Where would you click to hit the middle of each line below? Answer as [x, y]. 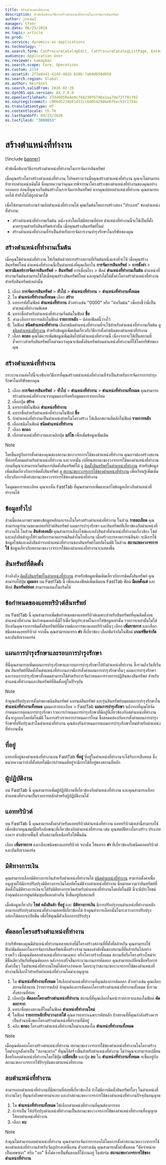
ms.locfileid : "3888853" [31, 120]
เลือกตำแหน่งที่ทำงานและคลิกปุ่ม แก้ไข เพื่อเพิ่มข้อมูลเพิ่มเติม [60, 435]
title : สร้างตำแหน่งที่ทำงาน [27, 10]
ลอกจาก [19, 1004]
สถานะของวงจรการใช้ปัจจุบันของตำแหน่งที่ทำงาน [44, 1062]
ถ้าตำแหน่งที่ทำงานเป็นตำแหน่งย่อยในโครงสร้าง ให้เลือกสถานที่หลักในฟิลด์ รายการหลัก [82, 419]
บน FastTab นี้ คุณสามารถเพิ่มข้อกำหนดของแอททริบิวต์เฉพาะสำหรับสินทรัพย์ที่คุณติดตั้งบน [79, 615]
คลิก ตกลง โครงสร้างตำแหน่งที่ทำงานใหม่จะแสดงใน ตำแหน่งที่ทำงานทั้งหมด [73, 1026]
